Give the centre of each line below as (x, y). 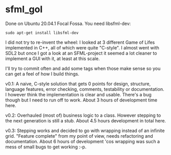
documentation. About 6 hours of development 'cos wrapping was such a (82, 141)
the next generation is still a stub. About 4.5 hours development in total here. (86, 120)
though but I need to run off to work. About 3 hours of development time (81, 100)
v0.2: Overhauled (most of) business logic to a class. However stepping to (83, 115)
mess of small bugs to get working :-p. (46, 147)
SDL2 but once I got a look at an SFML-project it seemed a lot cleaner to (81, 53)
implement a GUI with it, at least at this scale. (53, 58)
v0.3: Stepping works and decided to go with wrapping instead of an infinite (85, 131)
